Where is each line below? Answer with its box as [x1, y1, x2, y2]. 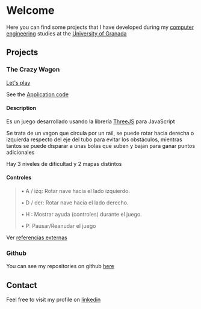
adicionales [6, 148, 35, 156]
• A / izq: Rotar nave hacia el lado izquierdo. [20, 188, 131, 195]
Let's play [6, 79, 31, 86]
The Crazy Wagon [6, 66, 60, 74]
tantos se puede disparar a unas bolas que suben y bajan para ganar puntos [6, 142, 196, 149]
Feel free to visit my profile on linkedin [6, 296, 101, 304]
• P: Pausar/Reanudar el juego [20, 222, 96, 230]
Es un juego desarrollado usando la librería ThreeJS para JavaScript [6, 118, 175, 125]
